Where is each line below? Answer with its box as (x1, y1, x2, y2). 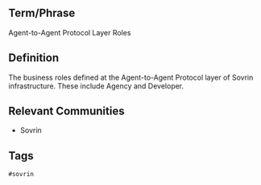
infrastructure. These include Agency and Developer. (8, 80, 184, 91)
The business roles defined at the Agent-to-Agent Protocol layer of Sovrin (8, 72, 254, 82)
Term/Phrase (8, 6, 76, 20)
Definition (8, 51, 59, 65)
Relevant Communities (8, 105, 125, 118)
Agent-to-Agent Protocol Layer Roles (8, 27, 131, 37)
